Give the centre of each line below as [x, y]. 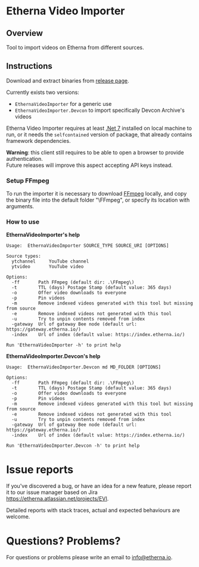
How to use [23, 222]
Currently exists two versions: [43, 92]
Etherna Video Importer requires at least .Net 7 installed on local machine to [99, 128]
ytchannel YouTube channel [50, 261]
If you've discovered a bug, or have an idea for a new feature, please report [99, 486]
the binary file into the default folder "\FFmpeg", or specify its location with [98, 200]
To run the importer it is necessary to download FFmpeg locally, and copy [97, 194]
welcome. [18, 517]
